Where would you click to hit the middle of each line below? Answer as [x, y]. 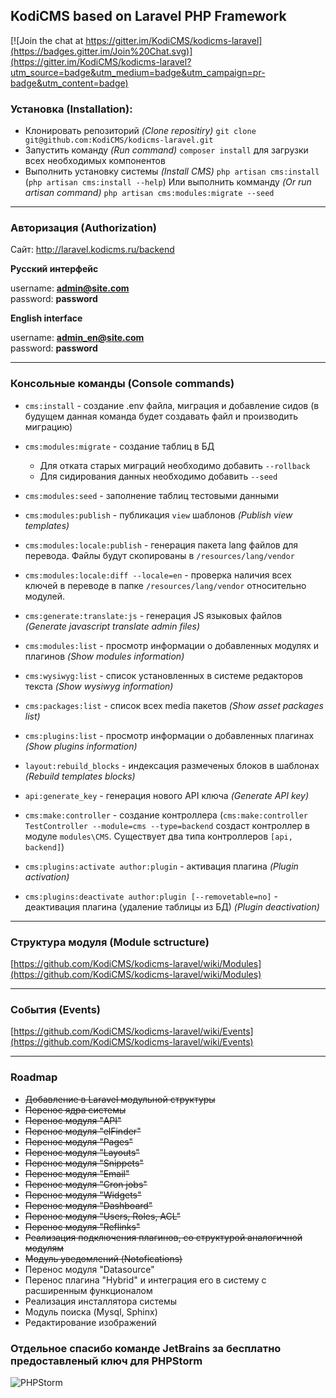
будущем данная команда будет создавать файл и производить [161, 416]
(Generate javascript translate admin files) [112, 626]
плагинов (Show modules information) [104, 656]
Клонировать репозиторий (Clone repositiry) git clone [140, 131]
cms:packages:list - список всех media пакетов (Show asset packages [174, 705]
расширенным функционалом [88, 1290]
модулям [44, 1248]
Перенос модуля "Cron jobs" [86, 1184]
